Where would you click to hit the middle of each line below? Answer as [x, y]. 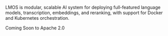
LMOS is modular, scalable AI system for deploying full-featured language [83, 7]
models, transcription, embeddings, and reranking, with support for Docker [84, 13]
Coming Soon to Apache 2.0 [35, 28]
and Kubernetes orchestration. [38, 18]
